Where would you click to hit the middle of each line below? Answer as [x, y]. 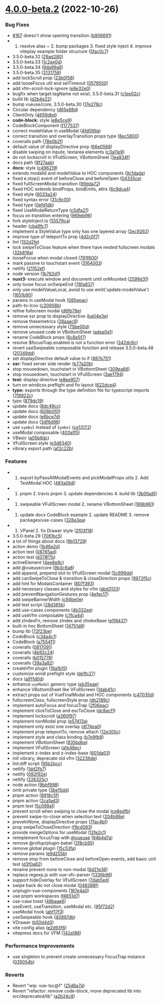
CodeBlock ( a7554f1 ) [34, 642]
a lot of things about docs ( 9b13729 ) [49, 541]
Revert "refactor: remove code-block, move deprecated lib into [77, 991]
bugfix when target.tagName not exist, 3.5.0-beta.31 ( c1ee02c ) [76, 94]
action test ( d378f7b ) [34, 557]
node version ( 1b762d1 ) [36, 274]
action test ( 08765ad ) [35, 552]
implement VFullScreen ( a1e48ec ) [47, 747]
